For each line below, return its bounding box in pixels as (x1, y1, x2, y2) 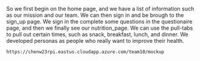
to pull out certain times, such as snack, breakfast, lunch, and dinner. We (6, 31, 188, 38)
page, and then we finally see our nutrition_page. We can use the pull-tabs (6, 24, 193, 31)
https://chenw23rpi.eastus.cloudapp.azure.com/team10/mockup (6, 49, 165, 55)
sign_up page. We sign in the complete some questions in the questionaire (6, 18, 193, 25)
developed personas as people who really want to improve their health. (6, 37, 184, 44)
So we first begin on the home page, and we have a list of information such (6, 5, 195, 12)
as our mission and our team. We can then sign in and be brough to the (6, 11, 184, 19)
